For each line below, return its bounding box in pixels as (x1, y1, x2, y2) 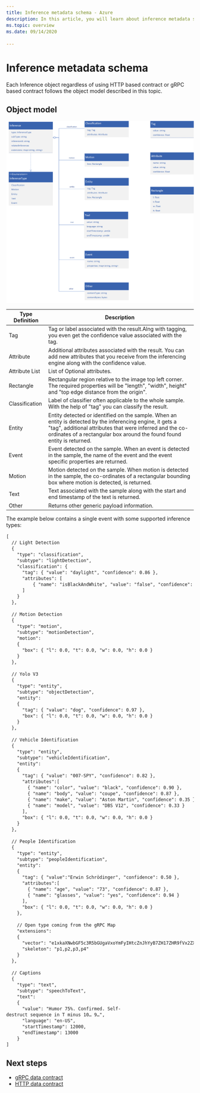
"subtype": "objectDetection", (17, 689, 95, 696)
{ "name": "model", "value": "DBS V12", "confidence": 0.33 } (27, 803, 185, 809)
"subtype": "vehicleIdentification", (17, 755, 111, 761)
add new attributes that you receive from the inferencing (48, 353, 186, 360)
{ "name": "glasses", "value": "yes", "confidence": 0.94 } (27, 892, 180, 899)
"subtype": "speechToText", (17, 988, 86, 994)
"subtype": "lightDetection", (17, 558, 92, 564)
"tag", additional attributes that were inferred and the (48, 424, 177, 431)
